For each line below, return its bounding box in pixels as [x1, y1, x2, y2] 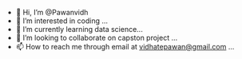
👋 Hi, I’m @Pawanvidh [15, 8, 89, 17]
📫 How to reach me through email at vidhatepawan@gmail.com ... [15, 42, 235, 51]
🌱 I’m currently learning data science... [15, 25, 144, 33]
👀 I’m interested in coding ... [15, 16, 109, 26]
